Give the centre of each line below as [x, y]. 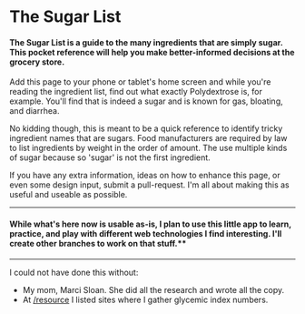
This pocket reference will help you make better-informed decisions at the [152, 52]
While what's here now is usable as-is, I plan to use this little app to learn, [151, 224]
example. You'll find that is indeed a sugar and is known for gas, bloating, [146, 101]
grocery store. [37, 62]
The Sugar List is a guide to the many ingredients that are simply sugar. [146, 42]
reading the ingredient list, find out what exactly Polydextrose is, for [136, 92]
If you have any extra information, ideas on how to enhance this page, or [145, 176]
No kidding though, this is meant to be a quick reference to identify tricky [146, 128]
